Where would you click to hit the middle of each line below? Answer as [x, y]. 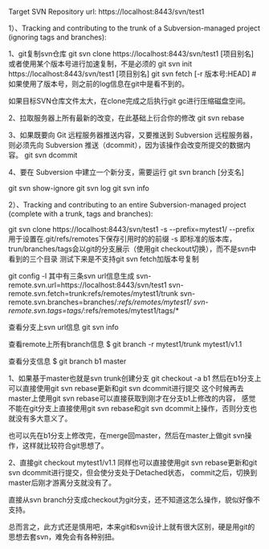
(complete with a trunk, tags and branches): [81, 213]
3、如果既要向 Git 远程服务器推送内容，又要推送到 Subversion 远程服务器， [132, 135]
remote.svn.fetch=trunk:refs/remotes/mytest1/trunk [94, 293]
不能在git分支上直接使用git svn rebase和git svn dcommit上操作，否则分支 [129, 408]
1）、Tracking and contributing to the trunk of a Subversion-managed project [134, 28]
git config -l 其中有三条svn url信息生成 [71, 276]
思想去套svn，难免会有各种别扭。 [63, 537]
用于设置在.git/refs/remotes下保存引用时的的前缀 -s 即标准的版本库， [122, 239]
